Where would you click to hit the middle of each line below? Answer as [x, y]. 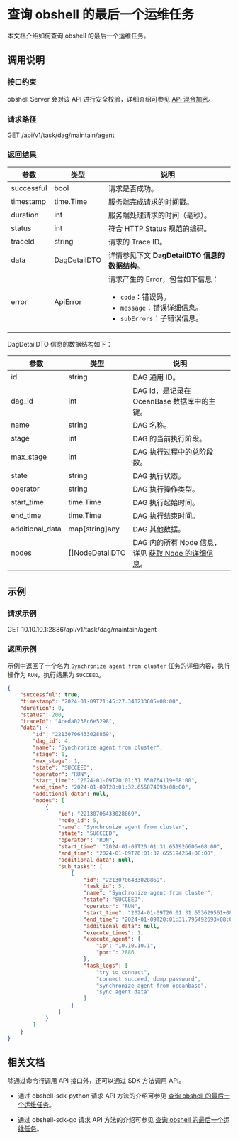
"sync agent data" [123, 992]
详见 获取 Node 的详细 [170, 554]
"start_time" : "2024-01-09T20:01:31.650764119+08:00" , [115, 781]
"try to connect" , [123, 972]
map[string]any [94, 529]
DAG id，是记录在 [162, 391]
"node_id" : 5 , [79, 820]
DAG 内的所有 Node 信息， [177, 543]
